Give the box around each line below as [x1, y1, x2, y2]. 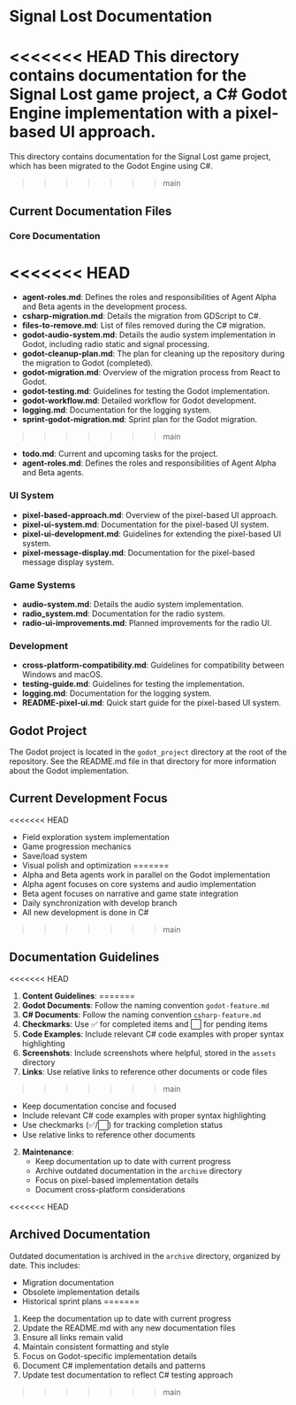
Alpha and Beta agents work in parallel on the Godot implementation [21, 869, 271, 880]
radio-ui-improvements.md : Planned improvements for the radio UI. [21, 617, 272, 628]
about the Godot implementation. [9, 766, 130, 776]
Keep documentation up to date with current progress [34, 1155, 231, 1166]
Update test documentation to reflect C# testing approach [21, 1370, 234, 1380]
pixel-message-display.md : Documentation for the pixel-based [21, 547, 255, 558]
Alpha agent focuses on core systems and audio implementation [21, 878, 256, 889]
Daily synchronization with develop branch [21, 897, 178, 908]
